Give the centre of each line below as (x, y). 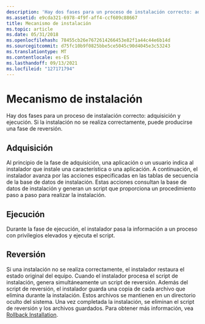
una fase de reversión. (34, 129)
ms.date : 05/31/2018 (33, 35)
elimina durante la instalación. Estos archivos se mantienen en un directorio (101, 295)
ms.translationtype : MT (37, 52)
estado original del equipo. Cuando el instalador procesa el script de (92, 276)
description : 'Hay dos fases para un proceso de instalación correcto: (99, 12)
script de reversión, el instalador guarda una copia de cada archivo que (96, 289)
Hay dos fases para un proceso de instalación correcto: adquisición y (94, 116)
